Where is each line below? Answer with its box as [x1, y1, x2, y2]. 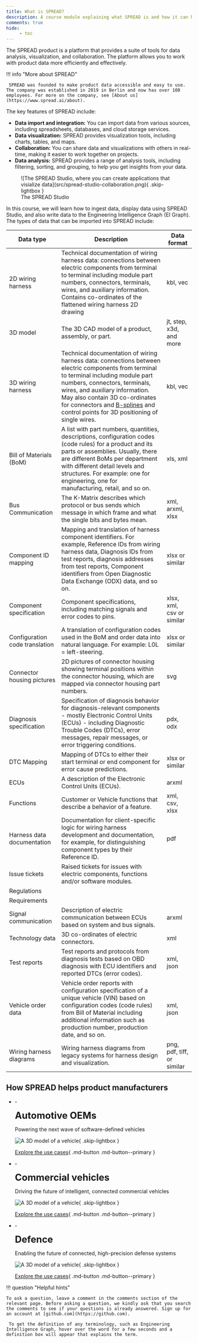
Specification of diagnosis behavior [61, 697, 159, 705]
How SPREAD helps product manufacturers [6, 1082, 169, 1092]
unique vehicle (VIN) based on [61, 994, 146, 1002]
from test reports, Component [61, 562, 144, 571]
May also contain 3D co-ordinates [61, 394, 157, 402]
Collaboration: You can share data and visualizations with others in [14, 145, 179, 152]
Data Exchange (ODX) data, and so [61, 577, 158, 585]
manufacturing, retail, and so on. [61, 484, 151, 493]
